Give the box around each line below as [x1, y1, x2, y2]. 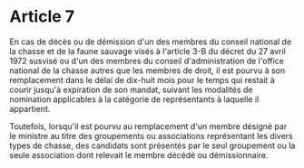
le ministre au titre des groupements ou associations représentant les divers [9, 130, 293, 141]
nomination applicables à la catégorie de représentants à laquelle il [9, 93, 260, 105]
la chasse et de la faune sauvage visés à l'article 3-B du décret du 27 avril [9, 45, 286, 56]
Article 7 [9, 6, 75, 27]
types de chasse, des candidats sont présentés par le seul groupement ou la [9, 140, 296, 151]
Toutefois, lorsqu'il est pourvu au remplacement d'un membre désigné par [9, 120, 288, 132]
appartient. [9, 103, 51, 114]
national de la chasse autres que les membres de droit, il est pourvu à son [9, 65, 286, 76]
